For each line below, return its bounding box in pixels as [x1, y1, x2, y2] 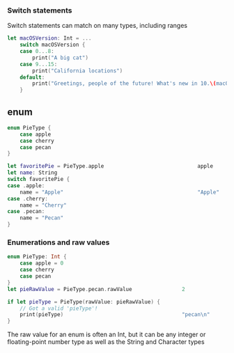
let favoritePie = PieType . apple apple [7, 163, 214, 170]
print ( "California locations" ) [32, 67, 123, 74]
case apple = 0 [19, 260, 64, 267]
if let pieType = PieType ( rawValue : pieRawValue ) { [7, 298, 160, 305]
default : [19, 74, 45, 81]
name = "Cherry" [19, 201, 68, 209]
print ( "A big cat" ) [32, 54, 89, 61]
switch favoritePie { [7, 176, 70, 183]
